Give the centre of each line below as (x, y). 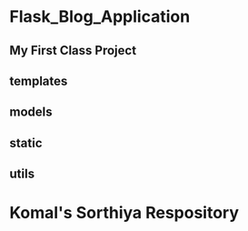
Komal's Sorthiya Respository (124, 213)
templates (39, 80)
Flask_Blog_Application (100, 17)
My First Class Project (73, 50)
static (26, 143)
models (31, 112)
